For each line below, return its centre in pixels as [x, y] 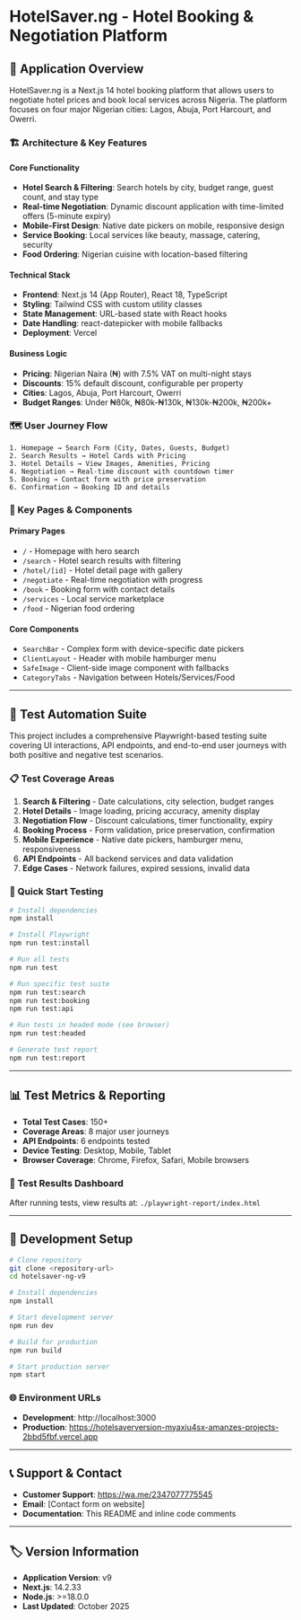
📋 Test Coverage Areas [62, 779]
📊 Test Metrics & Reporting [87, 1096]
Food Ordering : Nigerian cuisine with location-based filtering [135, 254]
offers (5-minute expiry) [66, 216]
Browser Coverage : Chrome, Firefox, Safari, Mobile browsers [135, 1159]
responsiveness [52, 850]
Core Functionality [45, 167]
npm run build [36, 1350]
